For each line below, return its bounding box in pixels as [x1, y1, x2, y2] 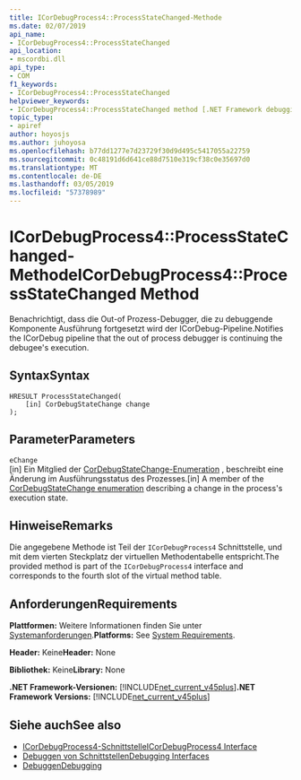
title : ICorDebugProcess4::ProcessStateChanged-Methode [9, 13, 222, 22]
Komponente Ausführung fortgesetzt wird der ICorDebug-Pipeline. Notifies [9, 323, 284, 334]
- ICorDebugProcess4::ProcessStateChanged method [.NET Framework [9, 105, 262, 114]
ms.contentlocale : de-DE [9, 171, 102, 180]
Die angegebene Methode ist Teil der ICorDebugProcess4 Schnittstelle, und [9, 542, 282, 552]
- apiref [9, 122, 42, 131]
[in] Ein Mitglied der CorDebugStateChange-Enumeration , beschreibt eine [9, 464, 284, 474]
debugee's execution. [9, 342, 90, 352]
